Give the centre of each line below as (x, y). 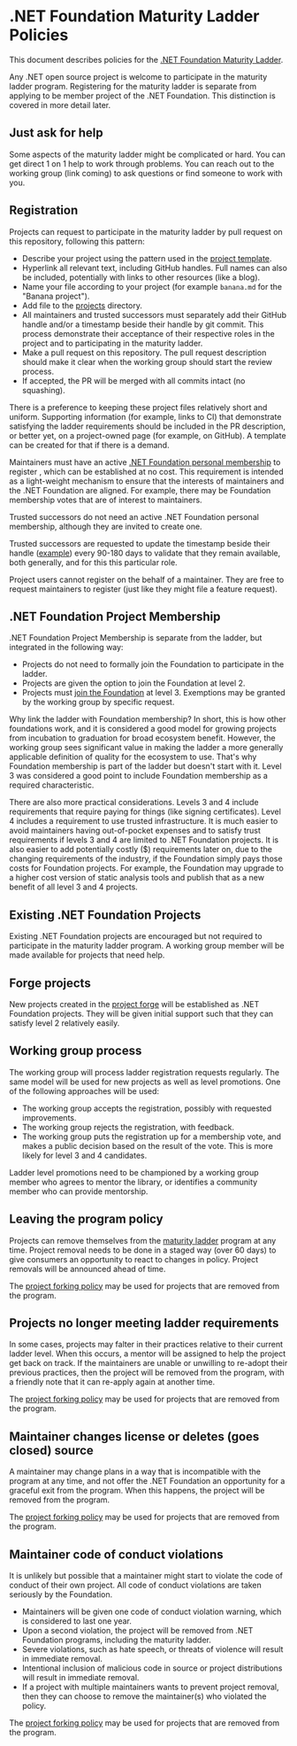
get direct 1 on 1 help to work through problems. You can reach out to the (142, 163)
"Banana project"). (56, 296)
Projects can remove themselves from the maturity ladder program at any (143, 1240)
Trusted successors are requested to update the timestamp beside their (140, 543)
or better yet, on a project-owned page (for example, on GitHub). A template (148, 435)
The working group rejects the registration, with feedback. (128, 1127)
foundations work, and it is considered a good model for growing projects (143, 729)
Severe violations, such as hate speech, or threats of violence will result (152, 1649)
